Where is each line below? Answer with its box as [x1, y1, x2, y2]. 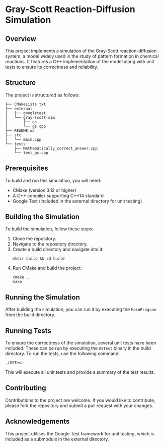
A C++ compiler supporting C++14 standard [12, 192, 104, 198]
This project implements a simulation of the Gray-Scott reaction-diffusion [5, 48, 157, 54]
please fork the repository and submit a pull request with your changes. [5, 403, 153, 409]
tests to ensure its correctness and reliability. [5, 64, 99, 70]
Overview [5, 34, 37, 43]
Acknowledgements [5, 417, 70, 426]
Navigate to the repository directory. [12, 241, 88, 247]
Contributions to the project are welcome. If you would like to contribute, [5, 397, 155, 403]
